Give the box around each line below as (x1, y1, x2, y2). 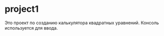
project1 (4, 3, 39, 15)
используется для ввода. (4, 25, 58, 31)
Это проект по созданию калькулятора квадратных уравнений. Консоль (4, 20, 159, 26)
